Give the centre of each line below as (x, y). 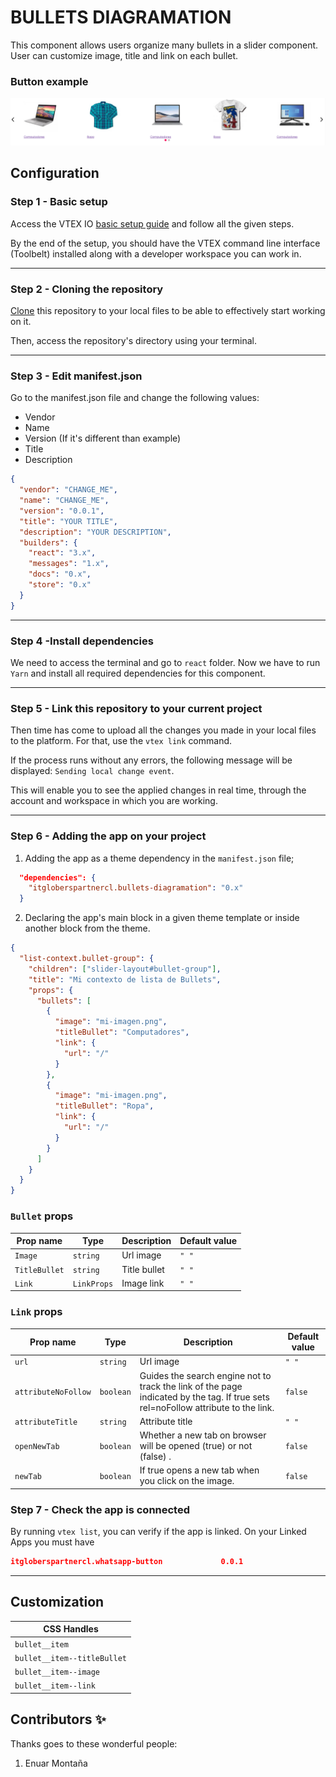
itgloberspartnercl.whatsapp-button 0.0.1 (127, 1562)
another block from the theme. (87, 928)
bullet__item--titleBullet (70, 1658)
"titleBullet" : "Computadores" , (122, 1032)
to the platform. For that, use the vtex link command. (121, 741)
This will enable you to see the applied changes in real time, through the (158, 790)
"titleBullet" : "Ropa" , (104, 1106)
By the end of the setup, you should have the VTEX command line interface (165, 243)
